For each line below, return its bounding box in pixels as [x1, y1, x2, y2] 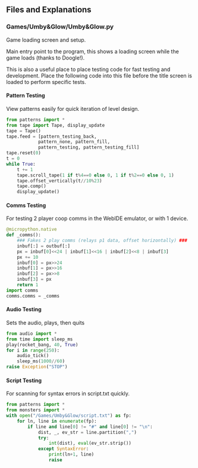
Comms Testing [6, 202, 46, 209]
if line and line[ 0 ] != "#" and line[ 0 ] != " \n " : [27, 423, 153, 430]
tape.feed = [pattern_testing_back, [6, 134, 97, 140]
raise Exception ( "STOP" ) [6, 364, 68, 370]
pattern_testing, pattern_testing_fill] [37, 144, 140, 151]
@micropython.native [6, 227, 58, 233]
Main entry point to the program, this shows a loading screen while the [6, 48, 180, 55]
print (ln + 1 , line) [48, 451, 95, 458]
